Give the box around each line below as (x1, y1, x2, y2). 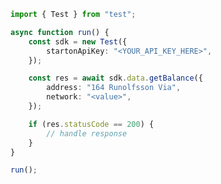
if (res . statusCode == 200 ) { (28, 119, 155, 129)
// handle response (46, 128, 128, 139)
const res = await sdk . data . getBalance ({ (28, 73, 203, 84)
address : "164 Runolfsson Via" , (46, 83, 182, 93)
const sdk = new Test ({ (28, 36, 128, 47)
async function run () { (10, 27, 110, 37)
